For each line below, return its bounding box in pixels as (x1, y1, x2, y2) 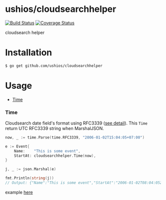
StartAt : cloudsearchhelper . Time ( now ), (14, 153, 96, 158)
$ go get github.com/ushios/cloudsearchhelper (5, 63, 103, 68)
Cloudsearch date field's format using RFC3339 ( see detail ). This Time (5, 120, 148, 126)
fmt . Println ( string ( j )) (5, 176, 54, 181)
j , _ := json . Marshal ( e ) (5, 167, 56, 172)
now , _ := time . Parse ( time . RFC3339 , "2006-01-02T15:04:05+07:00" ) (5, 135, 145, 140)
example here (5, 189, 33, 195)
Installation (5, 47, 52, 58)
